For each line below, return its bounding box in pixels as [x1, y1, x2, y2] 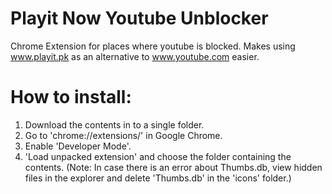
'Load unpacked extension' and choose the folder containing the [24, 150, 292, 162]
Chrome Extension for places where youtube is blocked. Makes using [10, 40, 296, 52]
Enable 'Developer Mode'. [24, 140, 132, 152]
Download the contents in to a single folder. [24, 118, 205, 131]
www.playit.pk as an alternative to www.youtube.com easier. [10, 50, 260, 62]
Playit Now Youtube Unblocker [10, 7, 269, 30]
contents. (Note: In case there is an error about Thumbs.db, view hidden [24, 161, 323, 173]
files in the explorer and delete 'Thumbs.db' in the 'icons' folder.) [24, 172, 292, 184]
